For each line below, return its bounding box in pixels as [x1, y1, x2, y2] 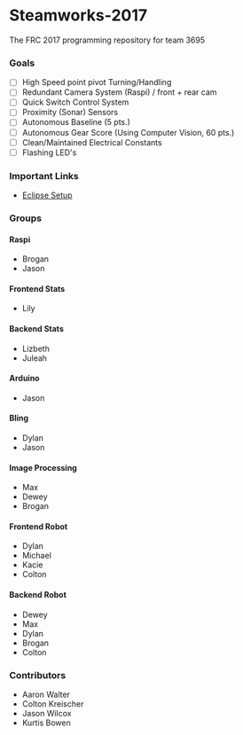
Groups [9, 212, 43, 224]
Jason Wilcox [21, 708, 72, 718]
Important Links [9, 169, 79, 182]
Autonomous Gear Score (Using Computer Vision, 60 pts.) [21, 127, 235, 137]
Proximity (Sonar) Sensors [21, 107, 118, 118]
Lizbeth [21, 343, 51, 354]
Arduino [9, 373, 40, 384]
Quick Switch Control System [21, 97, 129, 107]
